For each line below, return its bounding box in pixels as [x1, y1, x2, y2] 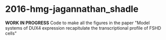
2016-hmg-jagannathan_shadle [5, 3, 139, 15]
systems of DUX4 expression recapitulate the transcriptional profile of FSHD [5, 25, 162, 31]
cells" [5, 30, 17, 36]
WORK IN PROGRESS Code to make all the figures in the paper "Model [5, 20, 150, 26]
